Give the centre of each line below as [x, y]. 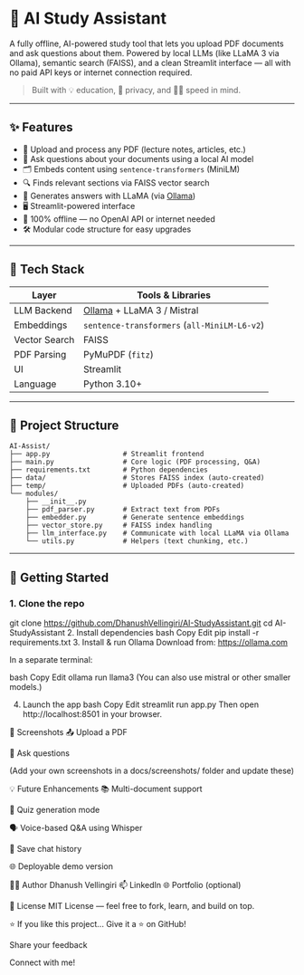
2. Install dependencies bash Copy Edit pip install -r [163, 633]
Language [35, 384]
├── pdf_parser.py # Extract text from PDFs [123, 510]
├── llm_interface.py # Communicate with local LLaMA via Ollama [157, 533]
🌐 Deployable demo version [62, 866]
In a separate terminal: [51, 660]
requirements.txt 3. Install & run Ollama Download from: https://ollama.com [148, 643]
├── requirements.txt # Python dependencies [109, 470]
